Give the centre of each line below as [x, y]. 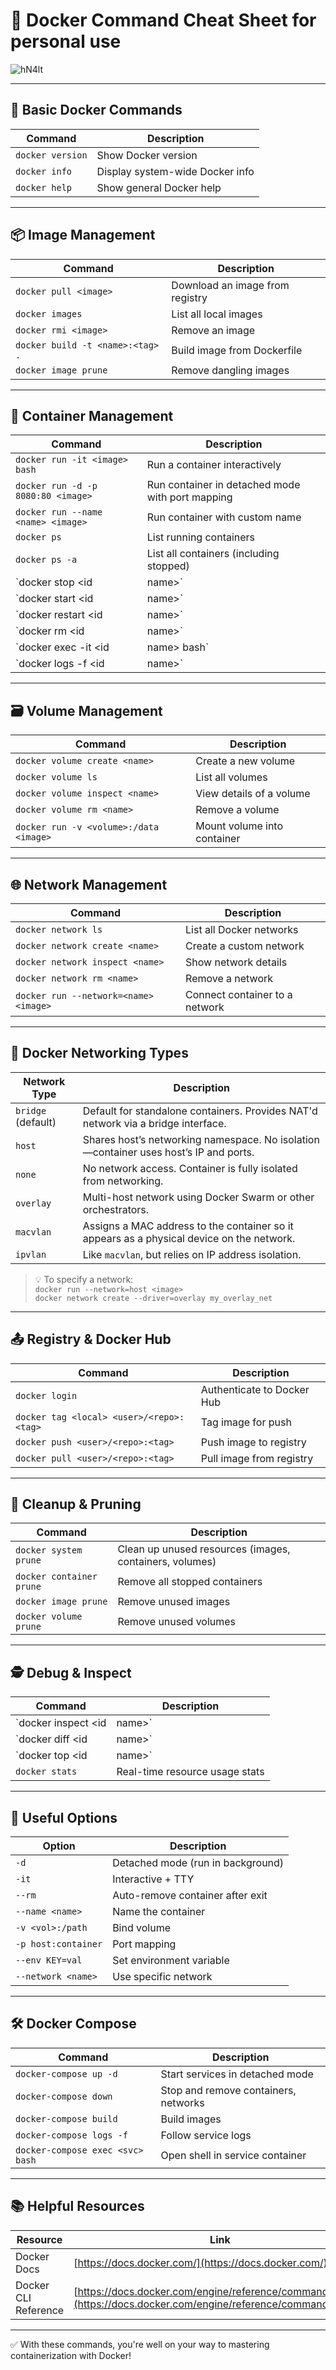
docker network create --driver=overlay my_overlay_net [153, 1298]
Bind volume [141, 1928]
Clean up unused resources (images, [204, 1549]
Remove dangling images [230, 370]
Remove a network [229, 978]
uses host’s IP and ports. [197, 1152]
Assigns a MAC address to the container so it [188, 1226]
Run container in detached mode [223, 485]
